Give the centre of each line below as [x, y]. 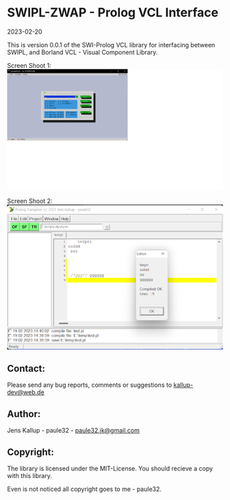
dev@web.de [26, 392]
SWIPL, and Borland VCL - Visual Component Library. [82, 52]
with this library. [30, 476]
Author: [24, 414]
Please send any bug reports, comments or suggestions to [90, 385]
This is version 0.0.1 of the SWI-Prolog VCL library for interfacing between [111, 45]
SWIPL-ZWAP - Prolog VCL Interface [113, 13]
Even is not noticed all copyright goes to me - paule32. [85, 489]
